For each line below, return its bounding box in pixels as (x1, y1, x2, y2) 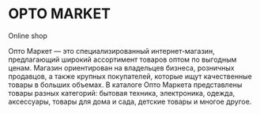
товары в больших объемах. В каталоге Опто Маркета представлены (8, 80, 243, 89)
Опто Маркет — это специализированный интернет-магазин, (8, 46, 215, 55)
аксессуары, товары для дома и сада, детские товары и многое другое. (8, 97, 252, 106)
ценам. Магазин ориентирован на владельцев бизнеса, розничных (8, 63, 235, 72)
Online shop (8, 31, 47, 40)
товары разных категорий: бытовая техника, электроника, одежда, (8, 88, 236, 97)
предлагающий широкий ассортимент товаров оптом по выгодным (8, 55, 237, 64)
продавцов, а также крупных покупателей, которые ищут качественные (8, 71, 253, 81)
